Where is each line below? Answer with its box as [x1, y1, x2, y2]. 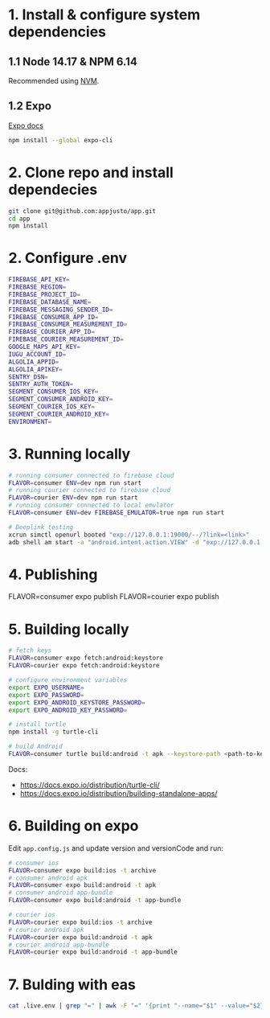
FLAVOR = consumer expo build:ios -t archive [8, 866, 157, 874]
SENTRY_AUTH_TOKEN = [8, 380, 74, 388]
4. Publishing [8, 565, 98, 584]
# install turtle [8, 720, 67, 729]
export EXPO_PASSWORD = [8, 691, 84, 699]
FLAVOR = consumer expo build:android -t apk [8, 881, 157, 889]
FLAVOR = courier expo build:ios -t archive [8, 918, 153, 926]
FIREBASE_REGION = [8, 283, 67, 291]
